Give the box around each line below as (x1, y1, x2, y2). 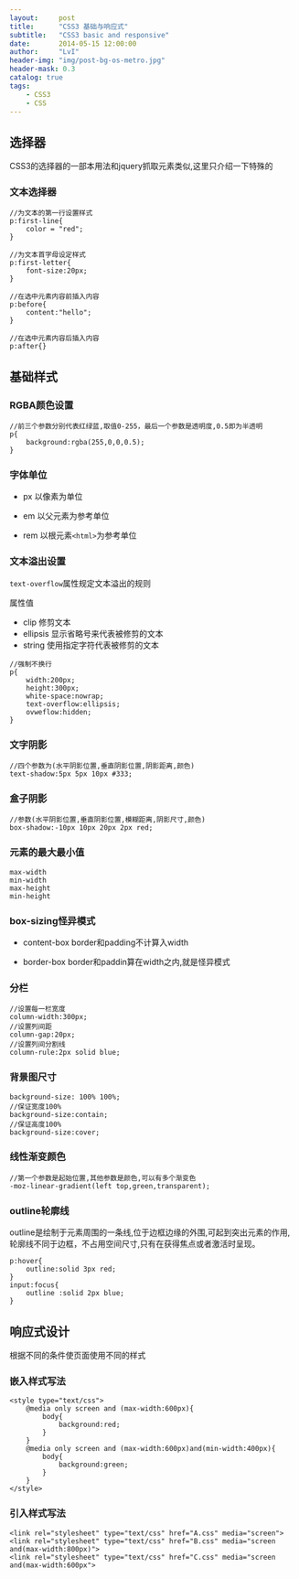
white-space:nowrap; (26, 692, 104, 701)
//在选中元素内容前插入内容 (9, 292, 101, 302)
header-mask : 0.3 (9, 65, 76, 74)
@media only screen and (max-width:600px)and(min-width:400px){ (26, 1445, 276, 1454)
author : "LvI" (9, 48, 80, 57)
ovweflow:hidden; (26, 707, 92, 716)
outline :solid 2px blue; (26, 1289, 125, 1298)
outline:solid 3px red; (26, 1264, 117, 1274)
